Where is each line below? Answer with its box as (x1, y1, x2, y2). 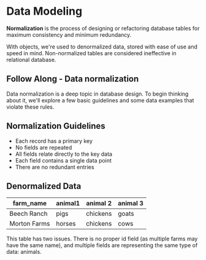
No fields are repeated (15, 143, 72, 151)
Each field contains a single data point (15, 156, 112, 164)
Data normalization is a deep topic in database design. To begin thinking (6, 90, 189, 97)
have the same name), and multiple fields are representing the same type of (6, 242, 198, 249)
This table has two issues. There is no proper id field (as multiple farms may (6, 235, 198, 243)
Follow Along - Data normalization (6, 74, 139, 84)
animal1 (56, 199, 80, 208)
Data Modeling (6, 4, 83, 18)
